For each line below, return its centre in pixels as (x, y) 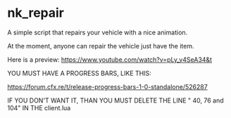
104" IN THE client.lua (39, 107)
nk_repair (36, 13)
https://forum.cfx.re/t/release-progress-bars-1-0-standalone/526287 (107, 86)
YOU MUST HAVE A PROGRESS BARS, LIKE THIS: (79, 73)
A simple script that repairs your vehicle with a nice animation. (98, 32)
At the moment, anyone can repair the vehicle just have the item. (101, 46)
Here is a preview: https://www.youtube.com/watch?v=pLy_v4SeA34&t (110, 59)
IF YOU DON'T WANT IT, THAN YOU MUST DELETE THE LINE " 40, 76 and (115, 100)
